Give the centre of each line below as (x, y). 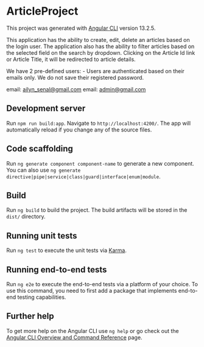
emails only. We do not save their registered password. (75, 77)
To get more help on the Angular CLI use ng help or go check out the (93, 331)
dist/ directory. (26, 217)
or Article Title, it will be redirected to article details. (71, 59)
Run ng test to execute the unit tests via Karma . (66, 250)
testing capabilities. (42, 297)
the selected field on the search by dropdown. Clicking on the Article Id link (101, 52)
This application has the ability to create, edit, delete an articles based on (98, 40)
